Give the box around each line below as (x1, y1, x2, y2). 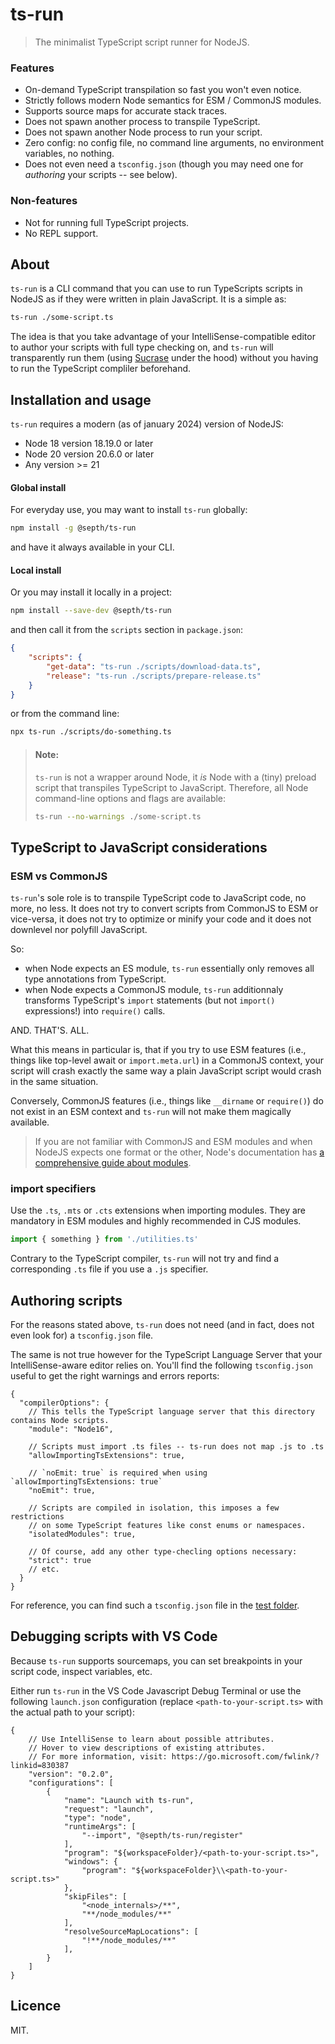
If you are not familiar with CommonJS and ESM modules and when (34, 1136, 313, 1148)
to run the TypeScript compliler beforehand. (10, 363, 192, 375)
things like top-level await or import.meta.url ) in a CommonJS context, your (10, 1054, 325, 1067)
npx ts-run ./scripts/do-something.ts (10, 727, 172, 737)
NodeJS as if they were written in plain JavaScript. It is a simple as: (10, 293, 287, 305)
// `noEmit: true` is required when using (28, 1468, 208, 1478)
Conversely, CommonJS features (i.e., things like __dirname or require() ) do (10, 1095, 324, 1107)
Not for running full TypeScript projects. (24, 216, 190, 228)
